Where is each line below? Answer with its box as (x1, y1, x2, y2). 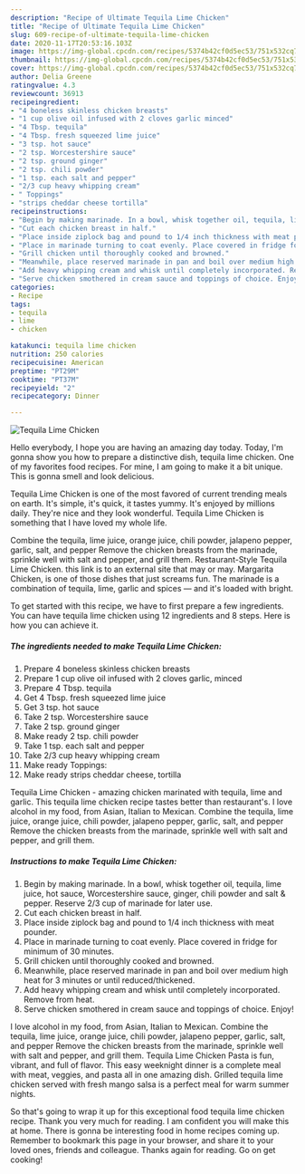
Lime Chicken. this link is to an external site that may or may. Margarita (10, 563, 274, 575)
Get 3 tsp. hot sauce (23, 702, 100, 713)
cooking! (10, 1154, 43, 1165)
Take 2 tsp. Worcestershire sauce (23, 712, 148, 723)
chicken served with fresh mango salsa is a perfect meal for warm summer (10, 1079, 290, 1090)
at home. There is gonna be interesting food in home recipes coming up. (10, 1125, 280, 1137)
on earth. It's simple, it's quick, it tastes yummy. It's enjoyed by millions (10, 498, 275, 509)
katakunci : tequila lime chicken (10, 342, 137, 351)
